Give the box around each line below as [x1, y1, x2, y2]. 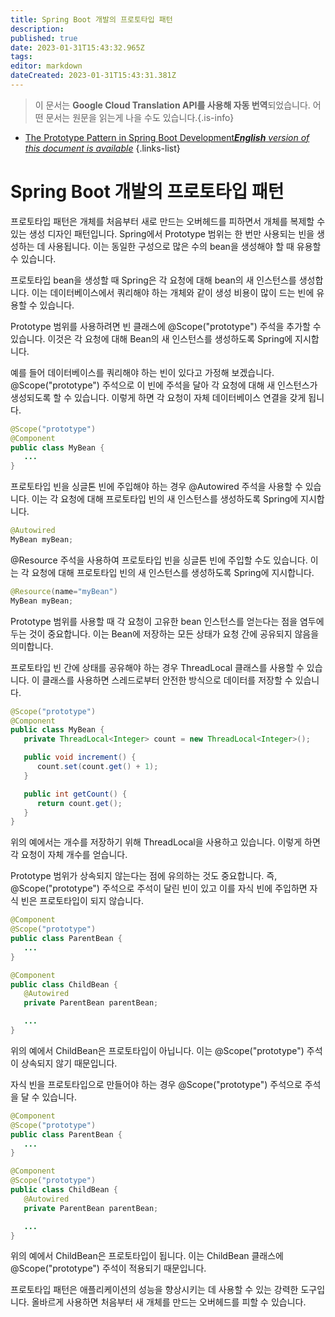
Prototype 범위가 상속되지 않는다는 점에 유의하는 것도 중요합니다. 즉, [10, 870, 278, 882]
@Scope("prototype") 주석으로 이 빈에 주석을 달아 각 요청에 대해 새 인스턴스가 [10, 379, 318, 391]
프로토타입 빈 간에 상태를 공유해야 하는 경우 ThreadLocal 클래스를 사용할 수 [10, 661, 305, 673]
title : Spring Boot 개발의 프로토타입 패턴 [10, 14, 173, 25]
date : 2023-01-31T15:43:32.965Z [10, 42, 145, 53]
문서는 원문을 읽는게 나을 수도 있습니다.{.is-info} [45, 111, 235, 123]
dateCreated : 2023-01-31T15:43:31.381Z [10, 71, 177, 81]
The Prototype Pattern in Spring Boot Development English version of [24, 131, 310, 143]
